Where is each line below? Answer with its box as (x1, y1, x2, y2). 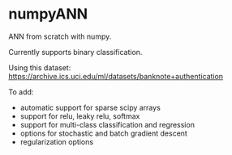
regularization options (19, 136, 94, 146)
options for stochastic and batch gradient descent (19, 128, 188, 138)
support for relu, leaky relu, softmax (19, 111, 140, 121)
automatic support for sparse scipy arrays (19, 103, 161, 112)
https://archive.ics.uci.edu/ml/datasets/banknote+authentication (8, 71, 224, 81)
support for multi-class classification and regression (19, 119, 195, 129)
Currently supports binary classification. (8, 47, 143, 57)
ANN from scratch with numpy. (8, 31, 112, 41)
